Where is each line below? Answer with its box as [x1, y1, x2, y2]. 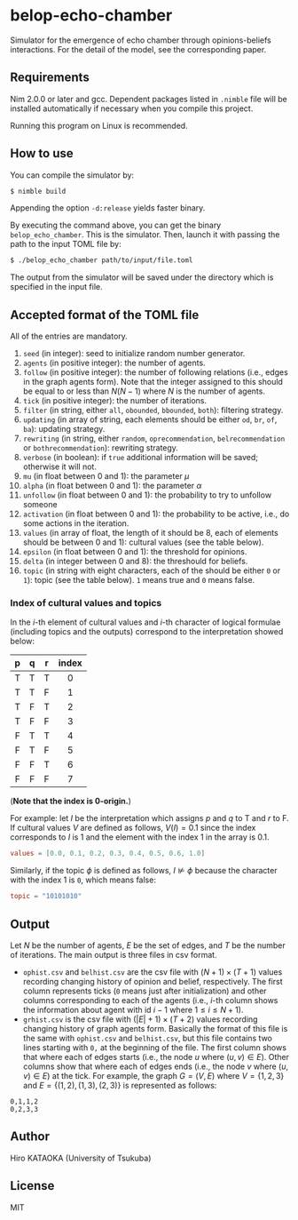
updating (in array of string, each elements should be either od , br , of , [22, 414, 278, 425]
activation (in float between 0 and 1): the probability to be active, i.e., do [22, 508, 290, 520]
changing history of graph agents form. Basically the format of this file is [22, 1023, 288, 1033]
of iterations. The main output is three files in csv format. [10, 949, 217, 960]
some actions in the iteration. [22, 518, 129, 529]
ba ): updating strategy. [22, 424, 106, 435]
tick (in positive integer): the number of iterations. [22, 395, 208, 406]
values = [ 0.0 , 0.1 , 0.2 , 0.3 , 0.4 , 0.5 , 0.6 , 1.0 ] [10, 849, 206, 858]
